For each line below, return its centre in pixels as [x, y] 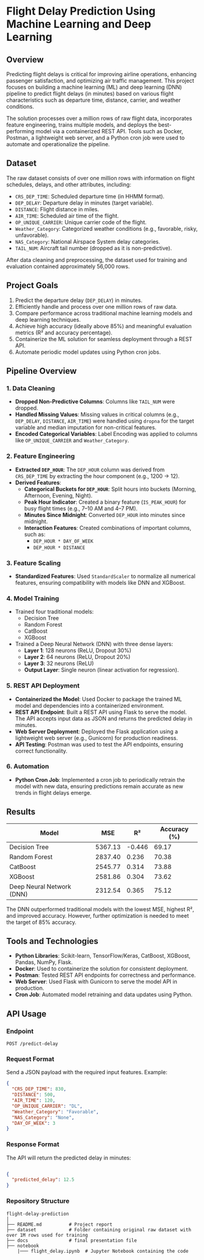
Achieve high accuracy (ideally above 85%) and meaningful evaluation [103, 326]
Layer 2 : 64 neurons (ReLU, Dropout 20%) [77, 657]
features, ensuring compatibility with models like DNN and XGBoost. [100, 582]
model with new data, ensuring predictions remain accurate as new [99, 786]
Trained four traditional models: [54, 612]
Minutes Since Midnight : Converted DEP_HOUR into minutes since [104, 515]
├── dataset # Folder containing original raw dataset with [99, 1230]
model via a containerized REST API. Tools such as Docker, [109, 131]
